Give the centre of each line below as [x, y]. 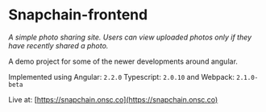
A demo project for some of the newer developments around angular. [123, 61]
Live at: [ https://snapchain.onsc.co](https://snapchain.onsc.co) [113, 99]
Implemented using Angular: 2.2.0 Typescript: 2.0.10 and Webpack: [122, 77]
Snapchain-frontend [78, 15]
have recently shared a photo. [58, 45]
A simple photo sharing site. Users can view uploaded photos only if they [130, 37]
